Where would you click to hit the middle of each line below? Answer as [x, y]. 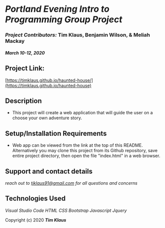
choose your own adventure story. [47, 118]
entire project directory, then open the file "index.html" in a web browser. [86, 156]
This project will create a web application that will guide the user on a [82, 113]
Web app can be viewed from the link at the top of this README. [77, 145]
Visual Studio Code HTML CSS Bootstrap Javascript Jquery [66, 210]
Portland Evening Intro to [57, 9]
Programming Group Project [64, 19]
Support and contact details [49, 171]
